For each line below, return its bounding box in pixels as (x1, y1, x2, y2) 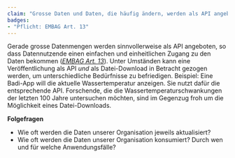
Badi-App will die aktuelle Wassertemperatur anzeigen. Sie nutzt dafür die (7, 79, 220, 88)
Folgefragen (7, 115, 44, 123)
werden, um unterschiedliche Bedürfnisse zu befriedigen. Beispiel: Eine (7, 72, 213, 80)
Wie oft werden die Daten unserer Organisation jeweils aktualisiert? (17, 128, 211, 136)
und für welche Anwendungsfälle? (17, 143, 117, 152)
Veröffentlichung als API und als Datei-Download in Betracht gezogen (7, 64, 208, 73)
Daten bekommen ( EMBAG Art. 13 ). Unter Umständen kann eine (7, 57, 191, 65)
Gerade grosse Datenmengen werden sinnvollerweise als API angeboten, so (7, 42, 227, 51)
